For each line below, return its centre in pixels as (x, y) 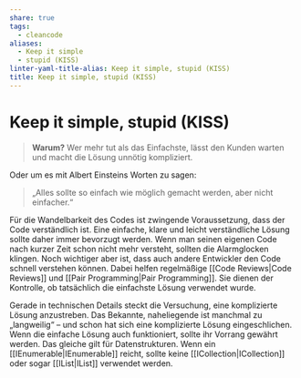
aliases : (26, 43)
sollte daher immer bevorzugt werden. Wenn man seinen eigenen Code (143, 239)
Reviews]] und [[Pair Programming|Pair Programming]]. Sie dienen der (141, 278)
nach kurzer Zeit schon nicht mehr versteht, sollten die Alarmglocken (139, 249)
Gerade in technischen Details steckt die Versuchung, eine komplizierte (144, 305)
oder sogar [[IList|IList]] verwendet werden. (91, 363)
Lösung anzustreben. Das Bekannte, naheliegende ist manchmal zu (136, 314)
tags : (20, 26)
